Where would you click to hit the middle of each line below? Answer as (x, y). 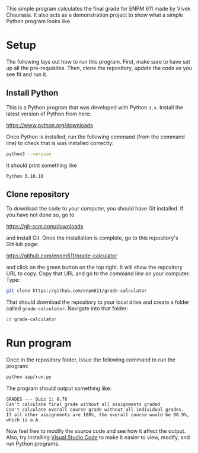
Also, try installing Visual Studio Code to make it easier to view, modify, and (98, 437)
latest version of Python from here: (49, 114)
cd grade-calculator (32, 320)
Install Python (32, 93)
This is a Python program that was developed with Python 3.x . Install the (95, 107)
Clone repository (38, 195)
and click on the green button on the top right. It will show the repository (94, 268)
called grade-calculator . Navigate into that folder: (67, 309)
